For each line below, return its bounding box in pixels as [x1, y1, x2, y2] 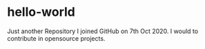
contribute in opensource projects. [7, 34, 106, 42]
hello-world [7, 4, 76, 20]
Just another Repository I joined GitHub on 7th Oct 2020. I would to [7, 27, 199, 35]
